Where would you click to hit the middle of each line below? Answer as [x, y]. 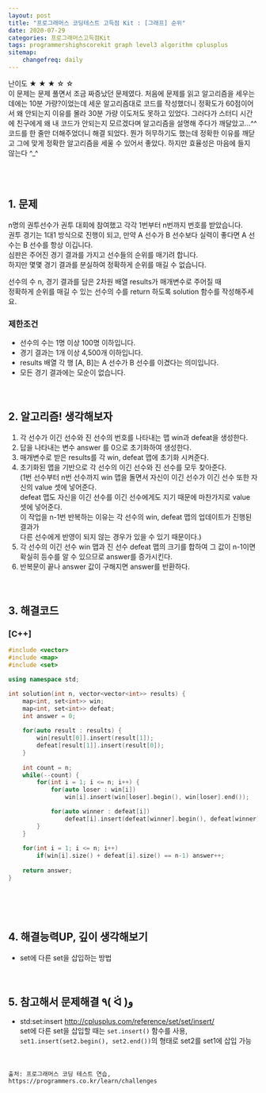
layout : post [30, 15]
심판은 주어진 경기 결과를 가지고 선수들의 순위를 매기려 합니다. [103, 254]
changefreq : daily [53, 60]
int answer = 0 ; [49, 716]
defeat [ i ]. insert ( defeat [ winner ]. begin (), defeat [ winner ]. [164, 819]
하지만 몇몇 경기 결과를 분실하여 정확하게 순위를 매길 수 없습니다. [108, 265]
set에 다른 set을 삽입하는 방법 [66, 957]
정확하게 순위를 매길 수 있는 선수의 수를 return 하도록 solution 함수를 [114, 292]
